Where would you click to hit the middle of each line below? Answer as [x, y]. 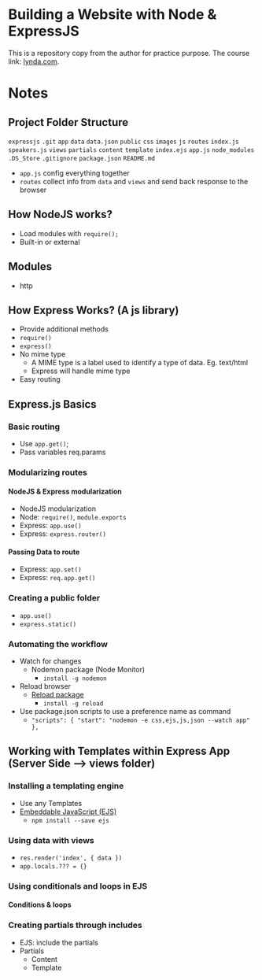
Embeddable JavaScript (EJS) [68, 812]
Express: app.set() [50, 569]
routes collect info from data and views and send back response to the [134, 181]
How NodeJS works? [60, 214]
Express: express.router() [63, 534]
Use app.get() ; [44, 444]
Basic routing [34, 427]
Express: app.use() [50, 526]
